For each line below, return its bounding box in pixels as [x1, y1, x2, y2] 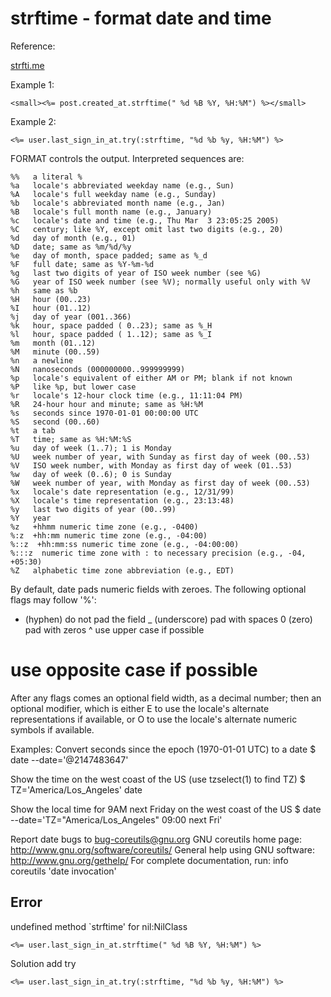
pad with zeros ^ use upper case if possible [24, 623, 205, 636]
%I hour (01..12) [10, 303, 92, 313]
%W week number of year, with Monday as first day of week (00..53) [10, 478, 311, 488]
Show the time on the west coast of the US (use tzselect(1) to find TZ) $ [10, 773, 306, 785]
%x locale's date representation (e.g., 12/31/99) [10, 487, 235, 497]
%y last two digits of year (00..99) [10, 504, 177, 514]
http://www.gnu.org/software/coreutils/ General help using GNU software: [10, 843, 316, 856]
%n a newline [10, 355, 74, 366]
